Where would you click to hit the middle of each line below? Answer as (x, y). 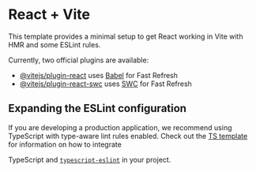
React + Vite (49, 15)
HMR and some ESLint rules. (55, 44)
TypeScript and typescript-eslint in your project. (90, 159)
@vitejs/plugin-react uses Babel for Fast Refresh (99, 75)
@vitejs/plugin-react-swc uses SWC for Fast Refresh (105, 84)
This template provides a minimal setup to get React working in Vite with (126, 36)
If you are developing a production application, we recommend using (120, 127)
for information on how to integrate (65, 144)
